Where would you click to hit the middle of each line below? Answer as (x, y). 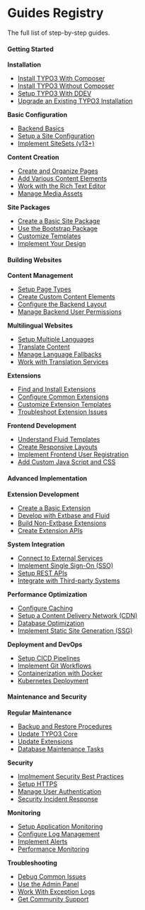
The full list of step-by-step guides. (59, 33)
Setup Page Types (44, 289)
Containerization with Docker (60, 673)
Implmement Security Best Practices (71, 776)
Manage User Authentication (59, 791)
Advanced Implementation (47, 478)
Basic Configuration (37, 115)
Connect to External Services (60, 558)
